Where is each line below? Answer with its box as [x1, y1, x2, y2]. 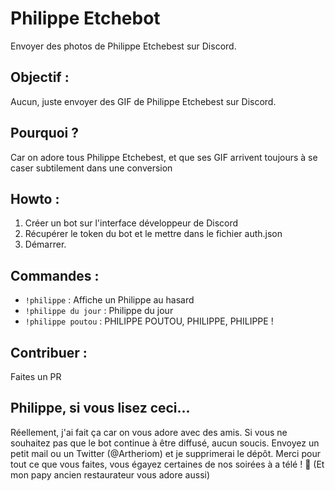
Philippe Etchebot [10, 7, 161, 30]
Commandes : [10, 267, 100, 284]
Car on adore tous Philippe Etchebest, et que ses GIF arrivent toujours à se [10, 151, 318, 163]
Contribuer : [10, 344, 88, 361]
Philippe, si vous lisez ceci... [10, 400, 191, 417]
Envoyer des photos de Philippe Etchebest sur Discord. [10, 40, 237, 52]
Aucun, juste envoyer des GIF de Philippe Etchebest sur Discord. [10, 95, 277, 107]
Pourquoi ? [10, 125, 80, 142]
